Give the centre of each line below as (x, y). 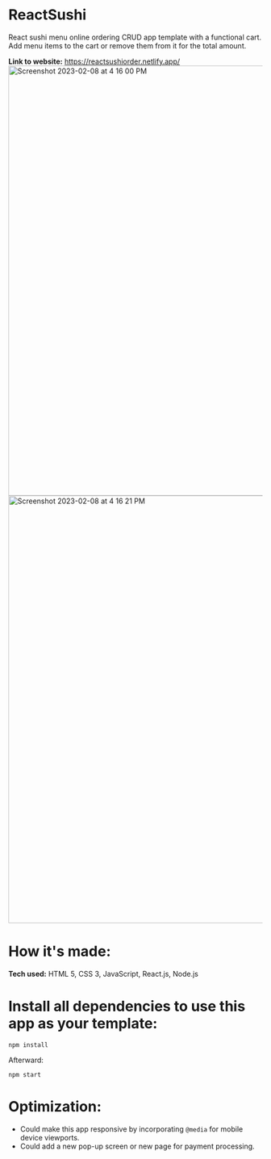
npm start (25, 1074)
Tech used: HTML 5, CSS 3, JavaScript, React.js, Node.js (104, 973)
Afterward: (26, 1060)
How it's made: (60, 951)
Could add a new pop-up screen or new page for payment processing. (138, 1146)
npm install (28, 1045)
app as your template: (83, 1024)
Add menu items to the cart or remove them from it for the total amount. (127, 45)
